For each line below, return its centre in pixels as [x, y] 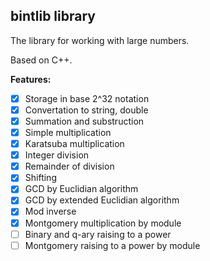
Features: [31, 79]
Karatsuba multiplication [74, 144]
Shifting [40, 178]
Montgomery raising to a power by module [112, 245]
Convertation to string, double [86, 110]
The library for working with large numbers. [100, 40]
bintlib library [53, 16]
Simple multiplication [68, 132]
